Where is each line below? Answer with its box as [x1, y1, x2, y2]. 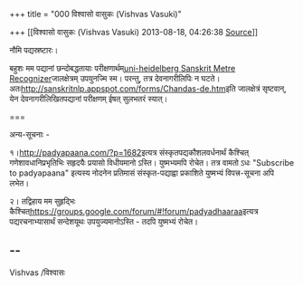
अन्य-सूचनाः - [9, 129, 50, 139]
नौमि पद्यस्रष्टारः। [9, 45, 59, 55]
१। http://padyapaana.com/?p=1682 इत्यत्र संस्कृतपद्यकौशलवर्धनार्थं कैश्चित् [9, 148, 250, 157]
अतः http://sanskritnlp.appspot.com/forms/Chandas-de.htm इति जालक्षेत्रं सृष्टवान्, [9, 83, 287, 94]
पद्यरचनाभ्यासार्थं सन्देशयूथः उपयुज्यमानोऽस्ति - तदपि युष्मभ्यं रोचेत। [9, 216, 199, 226]
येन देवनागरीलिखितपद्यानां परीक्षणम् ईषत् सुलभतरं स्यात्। [9, 93, 168, 104]
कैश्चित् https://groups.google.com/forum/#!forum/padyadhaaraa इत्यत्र [9, 206, 259, 216]
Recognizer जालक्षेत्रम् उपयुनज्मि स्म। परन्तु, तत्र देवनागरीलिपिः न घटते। [9, 73, 221, 83]
